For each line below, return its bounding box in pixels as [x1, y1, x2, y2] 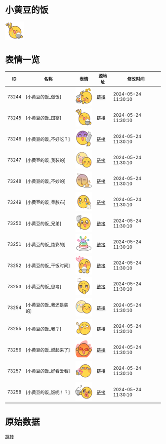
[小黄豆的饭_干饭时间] [25, 263, 70, 268]
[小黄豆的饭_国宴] [25, 115, 62, 121]
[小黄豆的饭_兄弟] [25, 221, 62, 226]
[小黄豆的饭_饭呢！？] [25, 389, 70, 395]
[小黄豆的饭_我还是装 [25, 302, 69, 308]
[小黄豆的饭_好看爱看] [25, 368, 70, 374]
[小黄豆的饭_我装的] [25, 157, 66, 163]
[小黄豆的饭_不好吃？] [25, 136, 70, 142]
